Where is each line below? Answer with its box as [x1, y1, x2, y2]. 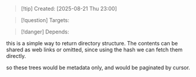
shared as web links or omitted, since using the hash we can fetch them [6, 46, 183, 53]
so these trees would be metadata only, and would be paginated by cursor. [6, 64, 190, 71]
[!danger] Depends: [20, 28, 69, 35]
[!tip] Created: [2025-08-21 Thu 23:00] [20, 5, 118, 12]
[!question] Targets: [20, 17, 70, 23]
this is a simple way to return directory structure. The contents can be [6, 40, 178, 47]
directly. [6, 53, 26, 59]
